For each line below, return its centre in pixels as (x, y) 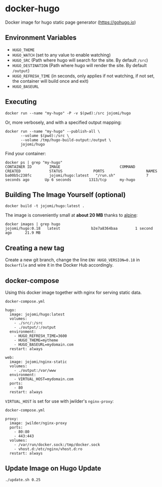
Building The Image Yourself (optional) (65, 194)
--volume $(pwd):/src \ (45, 136)
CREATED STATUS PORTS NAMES (81, 171)
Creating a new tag (35, 248)
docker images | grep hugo (33, 224)
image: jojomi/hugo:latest (37, 314)
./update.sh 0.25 (23, 480)
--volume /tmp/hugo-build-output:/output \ (66, 140)
